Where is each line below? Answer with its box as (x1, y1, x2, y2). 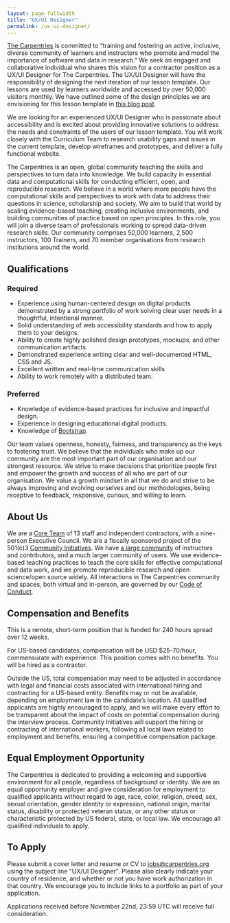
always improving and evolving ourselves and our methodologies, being (7, 484, 211, 492)
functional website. (7, 150, 61, 158)
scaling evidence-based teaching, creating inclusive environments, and (7, 207, 209, 215)
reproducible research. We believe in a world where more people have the (7, 185, 216, 193)
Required (7, 283, 38, 293)
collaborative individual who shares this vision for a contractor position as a (7, 63, 221, 72)
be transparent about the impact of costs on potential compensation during (7, 710, 220, 718)
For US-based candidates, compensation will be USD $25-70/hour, (7, 646, 197, 654)
